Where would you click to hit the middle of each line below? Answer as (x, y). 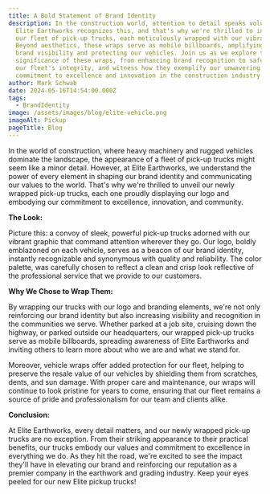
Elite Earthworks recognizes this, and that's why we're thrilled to (134, 31)
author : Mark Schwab (43, 83)
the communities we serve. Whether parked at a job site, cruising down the (133, 324)
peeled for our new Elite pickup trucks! (72, 481)
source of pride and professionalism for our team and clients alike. (118, 399)
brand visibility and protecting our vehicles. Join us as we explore (136, 53)
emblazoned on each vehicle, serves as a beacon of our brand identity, (126, 250)
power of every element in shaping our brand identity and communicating (130, 176)
